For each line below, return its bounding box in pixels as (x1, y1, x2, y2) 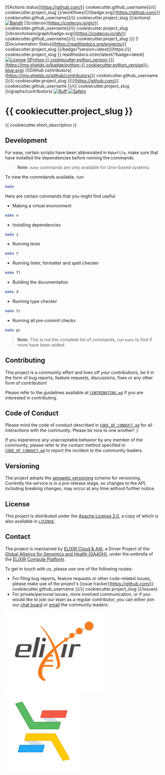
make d (5, 290, 19, 294)
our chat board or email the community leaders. (12, 601, 109, 608)
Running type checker (12, 298, 58, 304)
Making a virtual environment (12, 202, 72, 208)
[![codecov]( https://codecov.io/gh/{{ (24, 20, 99, 26)
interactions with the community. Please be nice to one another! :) (5, 428, 139, 434)
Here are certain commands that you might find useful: (5, 193, 116, 199)
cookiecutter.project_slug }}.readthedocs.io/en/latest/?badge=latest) (5, 51, 144, 57)
